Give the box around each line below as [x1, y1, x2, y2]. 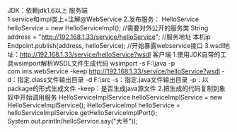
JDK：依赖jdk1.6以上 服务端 [7, 6, 88, 14]
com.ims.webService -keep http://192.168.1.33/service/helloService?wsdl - [7, 67, 225, 76]
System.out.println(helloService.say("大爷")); [7, 117, 138, 125]
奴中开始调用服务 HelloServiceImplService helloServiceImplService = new [7, 93, 223, 101]
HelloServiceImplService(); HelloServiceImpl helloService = [7, 101, 180, 109]
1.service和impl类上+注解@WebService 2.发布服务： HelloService [7, 15, 200, 23]
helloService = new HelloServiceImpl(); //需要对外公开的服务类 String [7, 24, 209, 32]
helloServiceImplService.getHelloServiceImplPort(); [7, 109, 158, 116]
